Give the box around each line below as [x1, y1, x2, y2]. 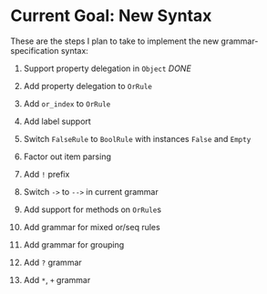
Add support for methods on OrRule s [23, 204, 162, 215]
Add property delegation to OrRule [23, 80, 153, 91]
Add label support [23, 116, 92, 127]
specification [10, 45, 59, 56]
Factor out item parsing [23, 151, 112, 162]
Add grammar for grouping [23, 238, 125, 250]
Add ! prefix [23, 168, 70, 179]
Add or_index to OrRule [23, 97, 111, 109]
